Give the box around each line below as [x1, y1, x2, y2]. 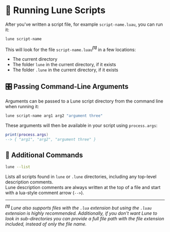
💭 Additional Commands [5, 151, 83, 160]
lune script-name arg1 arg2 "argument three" [5, 113, 103, 118]
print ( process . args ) [5, 132, 49, 137]
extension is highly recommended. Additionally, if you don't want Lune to [5, 210, 158, 216]
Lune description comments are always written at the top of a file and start [5, 184, 161, 190]
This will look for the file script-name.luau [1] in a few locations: [5, 45, 136, 53]
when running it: [5, 104, 39, 110]
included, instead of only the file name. [5, 221, 87, 227]
